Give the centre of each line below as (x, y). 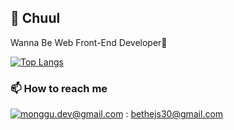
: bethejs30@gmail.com (174, 114)
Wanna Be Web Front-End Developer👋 (89, 42)
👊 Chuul (35, 18)
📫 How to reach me (59, 88)
